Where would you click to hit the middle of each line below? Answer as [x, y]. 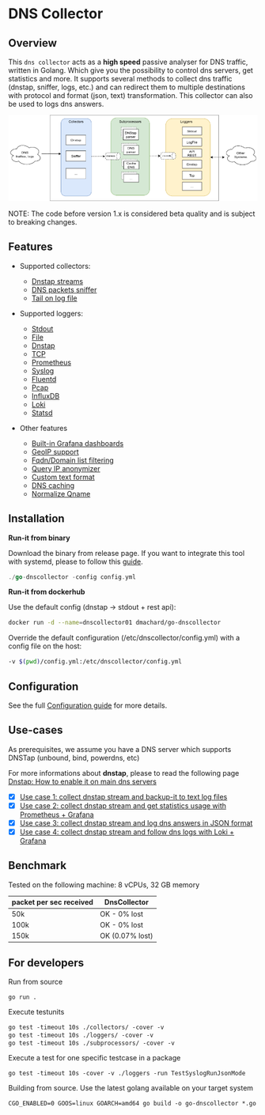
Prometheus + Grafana [57, 815]
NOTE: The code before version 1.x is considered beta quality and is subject [132, 214]
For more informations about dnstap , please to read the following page [124, 773]
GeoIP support [55, 452]
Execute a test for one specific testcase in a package [95, 1058]
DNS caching [53, 485]
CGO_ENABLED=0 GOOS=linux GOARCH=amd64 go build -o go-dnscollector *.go [132, 1104]
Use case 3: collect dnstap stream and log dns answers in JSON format [136, 822]
